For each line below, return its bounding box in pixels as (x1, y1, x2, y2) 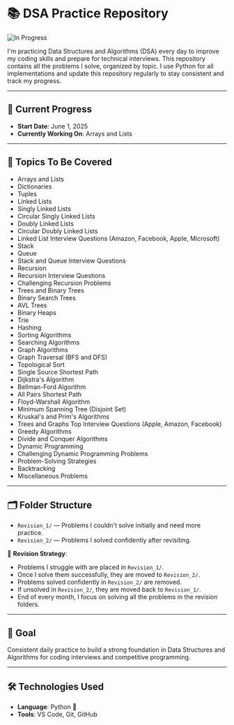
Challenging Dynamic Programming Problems (17, 449, 148, 457)
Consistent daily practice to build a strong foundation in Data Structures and (7, 645, 226, 654)
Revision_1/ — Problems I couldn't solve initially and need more (17, 521, 201, 529)
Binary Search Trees (17, 293, 77, 302)
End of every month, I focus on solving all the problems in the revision (17, 593, 218, 601)
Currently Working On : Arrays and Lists (17, 129, 132, 138)
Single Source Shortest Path (17, 367, 99, 376)
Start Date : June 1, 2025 (17, 122, 88, 130)
